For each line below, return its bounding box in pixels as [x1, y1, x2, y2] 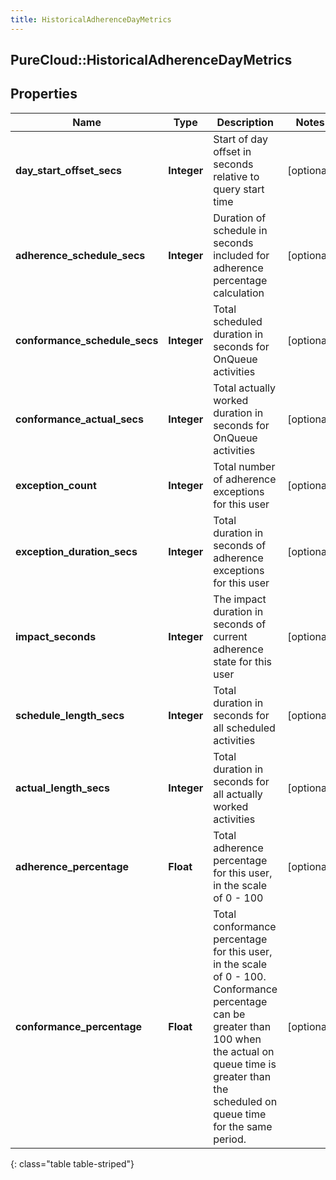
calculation [213, 286, 265, 300]
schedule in [213, 223, 268, 237]
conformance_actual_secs [15, 412, 144, 426]
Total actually [213, 381, 276, 395]
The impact [213, 592, 267, 606]
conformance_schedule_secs [15, 333, 159, 347]
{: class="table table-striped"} [10, 1157, 135, 1170]
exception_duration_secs [15, 544, 138, 558]
